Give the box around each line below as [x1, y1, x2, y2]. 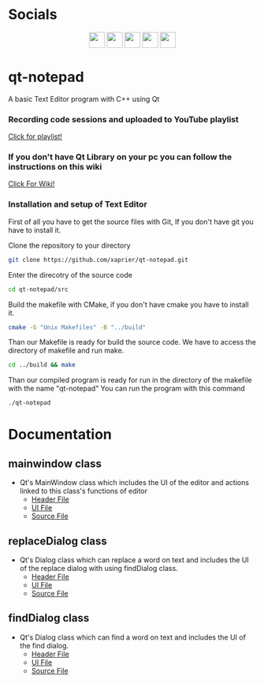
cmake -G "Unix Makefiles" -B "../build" [8, 323, 147, 331]
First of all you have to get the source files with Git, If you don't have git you [8, 217, 254, 226]
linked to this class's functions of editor [19, 487, 148, 496]
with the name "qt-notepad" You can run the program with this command [8, 384, 246, 394]
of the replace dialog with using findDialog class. [19, 563, 179, 573]
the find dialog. [19, 640, 69, 650]
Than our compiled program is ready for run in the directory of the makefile [8, 375, 252, 385]
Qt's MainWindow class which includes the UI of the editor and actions [19, 478, 250, 487]
